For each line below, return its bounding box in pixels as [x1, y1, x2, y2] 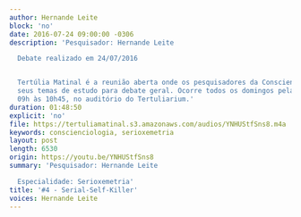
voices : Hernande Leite [9, 194, 99, 203]
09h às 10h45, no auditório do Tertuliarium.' [17, 95, 194, 104]
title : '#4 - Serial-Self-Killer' [9, 185, 139, 195]
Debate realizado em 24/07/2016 [17, 54, 139, 63]
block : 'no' [9, 21, 54, 30]
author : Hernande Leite [9, 13, 99, 22]
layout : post [9, 136, 58, 146]
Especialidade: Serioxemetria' [17, 177, 134, 186]
